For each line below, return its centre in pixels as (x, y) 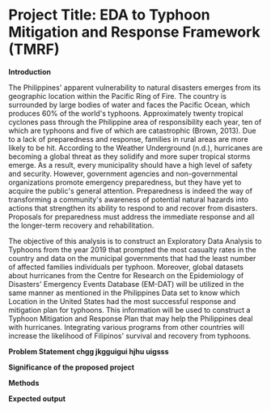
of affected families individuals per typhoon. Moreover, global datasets (126, 267)
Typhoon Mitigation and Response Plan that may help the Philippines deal (131, 319)
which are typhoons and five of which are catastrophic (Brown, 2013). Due (132, 131)
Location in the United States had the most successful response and (122, 301)
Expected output (37, 398)
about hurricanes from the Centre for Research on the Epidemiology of (126, 275)
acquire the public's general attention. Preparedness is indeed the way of (131, 191)
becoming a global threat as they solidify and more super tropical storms (129, 156)
